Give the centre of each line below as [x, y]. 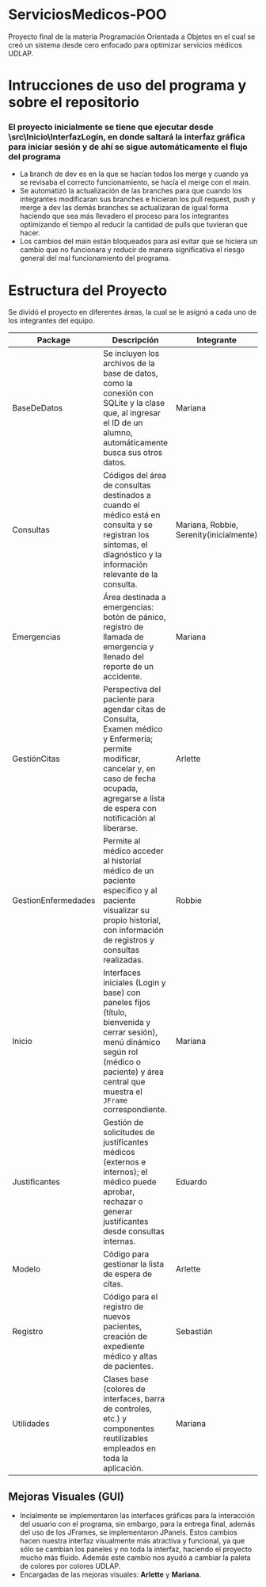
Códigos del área [135, 476]
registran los [126, 535]
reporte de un [128, 667]
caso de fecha [129, 778]
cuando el [121, 505]
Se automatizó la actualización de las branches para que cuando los [131, 191]
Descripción [136, 340]
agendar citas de [134, 709]
